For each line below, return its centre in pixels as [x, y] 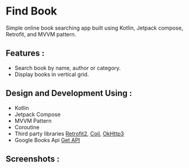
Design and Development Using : [69, 93]
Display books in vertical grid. [52, 74]
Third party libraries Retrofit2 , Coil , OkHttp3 [69, 134]
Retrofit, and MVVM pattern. [41, 34]
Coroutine [27, 127]
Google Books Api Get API [47, 140]
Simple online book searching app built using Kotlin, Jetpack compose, [94, 28]
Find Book [31, 11]
